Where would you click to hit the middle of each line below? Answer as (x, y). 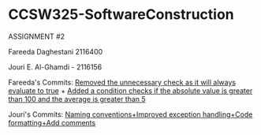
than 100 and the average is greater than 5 (77, 99)
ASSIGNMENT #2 (37, 36)
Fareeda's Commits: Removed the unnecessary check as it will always (122, 82)
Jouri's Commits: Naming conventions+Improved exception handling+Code (130, 114)
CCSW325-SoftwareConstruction (121, 15)
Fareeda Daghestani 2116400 (56, 51)
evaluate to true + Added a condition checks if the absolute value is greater (130, 90)
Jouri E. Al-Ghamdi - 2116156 (55, 67)
